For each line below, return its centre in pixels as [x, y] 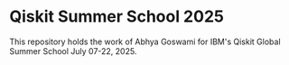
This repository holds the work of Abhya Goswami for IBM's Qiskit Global [145, 42]
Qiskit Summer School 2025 [117, 17]
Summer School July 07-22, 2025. [73, 51]
